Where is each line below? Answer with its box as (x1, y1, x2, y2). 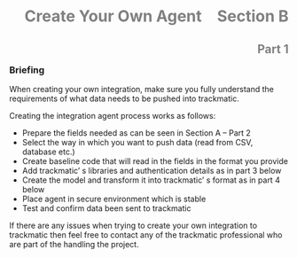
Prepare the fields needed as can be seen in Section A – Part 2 (21, 127, 251, 138)
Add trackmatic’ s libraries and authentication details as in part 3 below (21, 165, 282, 176)
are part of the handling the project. (9, 238, 139, 249)
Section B (216, 6, 289, 27)
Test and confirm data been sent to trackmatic (21, 202, 191, 214)
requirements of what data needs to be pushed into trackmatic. (9, 93, 239, 104)
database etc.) (21, 146, 75, 157)
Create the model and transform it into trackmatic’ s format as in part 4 (21, 175, 281, 185)
